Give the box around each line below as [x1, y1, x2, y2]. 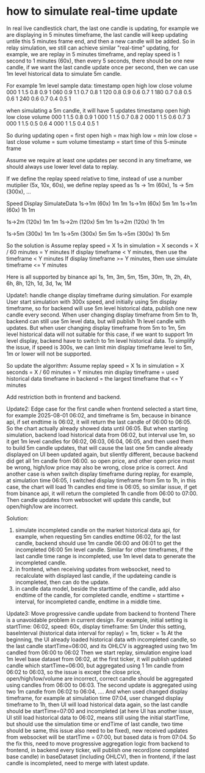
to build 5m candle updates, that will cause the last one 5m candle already [6, 444, 193, 451]
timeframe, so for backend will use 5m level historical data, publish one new [6, 304, 197, 312]
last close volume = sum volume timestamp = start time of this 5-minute [6, 138, 187, 145]
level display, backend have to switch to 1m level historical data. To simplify [6, 337, 195, 344]
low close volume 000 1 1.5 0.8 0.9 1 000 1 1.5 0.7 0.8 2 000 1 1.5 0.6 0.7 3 [6, 113, 191, 121]
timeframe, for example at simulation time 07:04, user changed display [6, 694, 184, 701]
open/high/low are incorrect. [6, 502, 78, 510]
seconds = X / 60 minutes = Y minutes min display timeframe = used [6, 368, 179, 376]
